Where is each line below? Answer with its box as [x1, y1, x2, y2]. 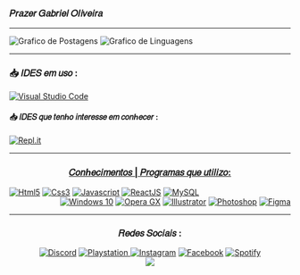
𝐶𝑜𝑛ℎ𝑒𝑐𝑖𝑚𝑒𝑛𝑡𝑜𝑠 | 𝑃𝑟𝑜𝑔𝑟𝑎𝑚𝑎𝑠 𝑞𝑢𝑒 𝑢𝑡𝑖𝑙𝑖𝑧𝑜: [68, 166, 232, 179]
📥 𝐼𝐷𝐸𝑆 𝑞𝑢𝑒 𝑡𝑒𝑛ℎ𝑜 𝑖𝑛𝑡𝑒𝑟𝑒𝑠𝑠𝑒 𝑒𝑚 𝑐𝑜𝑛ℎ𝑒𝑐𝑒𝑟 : [9, 112, 159, 122]
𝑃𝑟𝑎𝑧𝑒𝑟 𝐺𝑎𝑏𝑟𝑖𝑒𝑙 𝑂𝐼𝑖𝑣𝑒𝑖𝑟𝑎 [9, 7, 104, 20]
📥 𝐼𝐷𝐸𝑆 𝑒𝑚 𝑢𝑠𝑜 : [9, 67, 79, 79]
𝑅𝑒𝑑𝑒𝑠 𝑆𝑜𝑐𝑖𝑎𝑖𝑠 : [118, 227, 182, 239]
